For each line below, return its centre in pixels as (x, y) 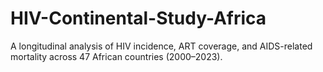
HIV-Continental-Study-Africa (138, 18)
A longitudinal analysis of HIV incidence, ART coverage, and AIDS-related (161, 46)
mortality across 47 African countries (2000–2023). (116, 56)
